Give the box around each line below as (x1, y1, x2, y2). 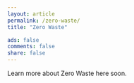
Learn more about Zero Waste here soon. (7, 69, 127, 77)
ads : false (7, 36, 39, 43)
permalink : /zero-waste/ (7, 17, 80, 24)
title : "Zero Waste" (7, 23, 68, 31)
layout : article (7, 10, 55, 18)
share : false (7, 50, 46, 57)
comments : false (7, 43, 55, 50)
